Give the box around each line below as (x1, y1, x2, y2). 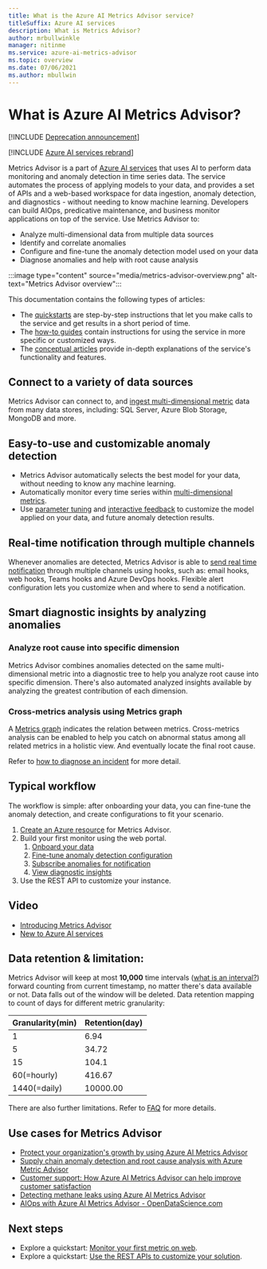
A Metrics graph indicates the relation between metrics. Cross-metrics (8, 724, 240, 734)
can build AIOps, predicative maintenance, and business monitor (8, 205, 221, 215)
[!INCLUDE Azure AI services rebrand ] (8, 147, 134, 157)
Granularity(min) (12, 1017, 77, 1028)
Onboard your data (31, 841, 94, 851)
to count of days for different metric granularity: (8, 998, 165, 1008)
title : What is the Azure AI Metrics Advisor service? (8, 11, 194, 20)
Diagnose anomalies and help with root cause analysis (19, 255, 199, 265)
